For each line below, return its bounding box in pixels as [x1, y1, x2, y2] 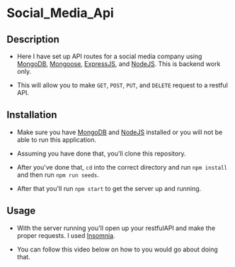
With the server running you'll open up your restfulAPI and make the [16, 224, 216, 232]
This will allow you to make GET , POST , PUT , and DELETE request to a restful [16, 81, 228, 89]
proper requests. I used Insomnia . [16, 231, 115, 239]
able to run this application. [16, 135, 97, 143]
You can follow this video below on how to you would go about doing [16, 245, 219, 254]
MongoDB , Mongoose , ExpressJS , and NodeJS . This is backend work [16, 60, 221, 68]
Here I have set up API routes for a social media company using [16, 52, 202, 60]
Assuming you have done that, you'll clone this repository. [16, 149, 186, 158]
